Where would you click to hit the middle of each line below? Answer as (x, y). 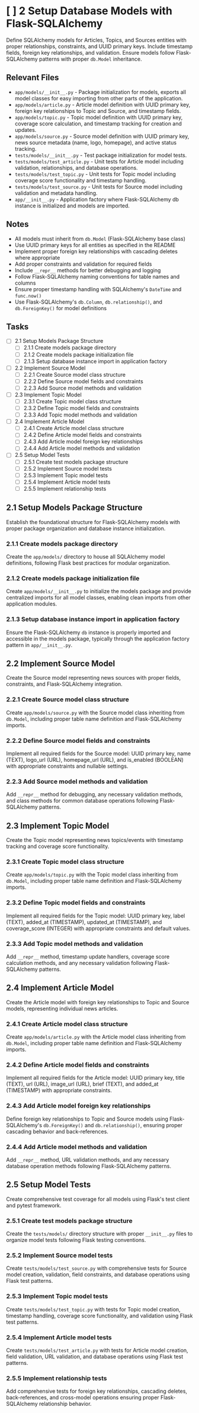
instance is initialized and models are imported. (72, 206)
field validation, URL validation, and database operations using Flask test (95, 1357)
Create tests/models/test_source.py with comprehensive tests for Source (97, 1268)
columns (25, 283)
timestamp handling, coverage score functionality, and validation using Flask (99, 1316)
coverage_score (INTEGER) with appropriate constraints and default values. (98, 928)
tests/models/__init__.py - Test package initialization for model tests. (101, 155)
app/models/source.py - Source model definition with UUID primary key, (102, 136)
